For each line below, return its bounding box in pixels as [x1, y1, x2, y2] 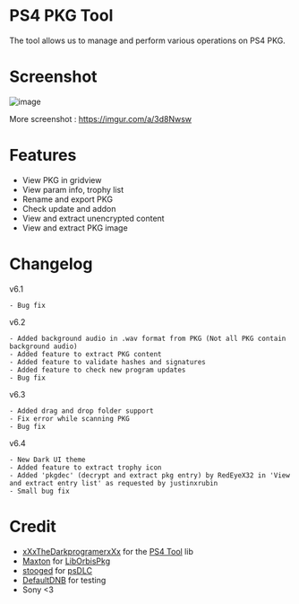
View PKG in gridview [21, 174, 102, 185]
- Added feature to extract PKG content [9, 349, 163, 359]
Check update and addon [21, 203, 116, 214]
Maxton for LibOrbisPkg [21, 556, 110, 566]
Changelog [9, 254, 93, 274]
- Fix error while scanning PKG [9, 414, 130, 423]
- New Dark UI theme [9, 455, 87, 464]
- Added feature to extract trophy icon [9, 463, 163, 472]
